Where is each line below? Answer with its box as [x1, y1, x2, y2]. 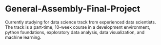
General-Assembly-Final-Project [5, 3, 141, 14]
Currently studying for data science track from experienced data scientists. [5, 19, 156, 25]
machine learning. [5, 34, 41, 40]
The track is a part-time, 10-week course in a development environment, [5, 24, 150, 30]
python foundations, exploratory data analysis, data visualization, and [5, 29, 145, 35]
